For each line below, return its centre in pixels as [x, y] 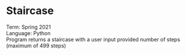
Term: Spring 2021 [29, 27]
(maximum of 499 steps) [36, 46]
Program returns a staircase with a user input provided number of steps [93, 39]
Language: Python [29, 33]
